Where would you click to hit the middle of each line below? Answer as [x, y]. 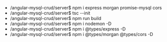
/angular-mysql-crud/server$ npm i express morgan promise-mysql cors [86, 8]
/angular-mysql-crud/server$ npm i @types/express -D [68, 29]
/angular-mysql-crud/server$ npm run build [56, 18]
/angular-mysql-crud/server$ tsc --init [50, 13]
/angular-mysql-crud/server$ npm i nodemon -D [61, 23]
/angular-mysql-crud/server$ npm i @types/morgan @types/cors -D [81, 34]
